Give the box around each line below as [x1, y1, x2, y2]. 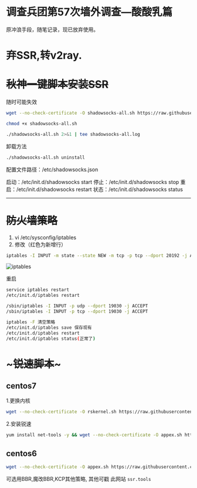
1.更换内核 [6, 397, 30, 405]
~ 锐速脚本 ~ [6, 357, 62, 370]
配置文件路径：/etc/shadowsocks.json [6, 166, 98, 173]
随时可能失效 [6, 98, 37, 106]
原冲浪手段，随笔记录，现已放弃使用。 [6, 26, 98, 33]
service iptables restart [6, 287, 69, 293]
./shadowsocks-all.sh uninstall [6, 154, 85, 161]
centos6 [6, 448, 37, 459]
